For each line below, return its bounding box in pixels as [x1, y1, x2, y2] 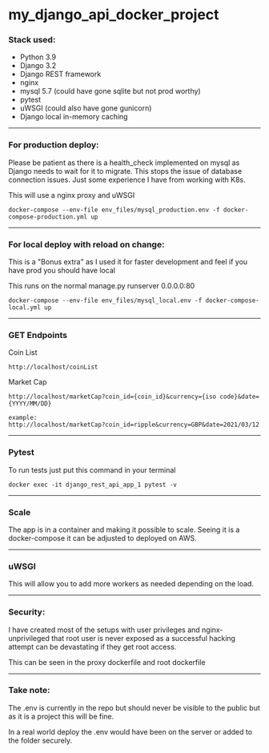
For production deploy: [8, 139, 99, 151]
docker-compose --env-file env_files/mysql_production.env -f [8, 206, 220, 214]
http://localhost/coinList [8, 363, 98, 372]
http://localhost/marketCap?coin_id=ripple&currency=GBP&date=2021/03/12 [8, 421, 260, 429]
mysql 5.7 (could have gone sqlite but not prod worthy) [19, 87, 202, 96]
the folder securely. [8, 735, 73, 745]
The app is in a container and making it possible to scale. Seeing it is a [8, 525, 240, 534]
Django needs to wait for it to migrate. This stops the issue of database [8, 166, 243, 175]
